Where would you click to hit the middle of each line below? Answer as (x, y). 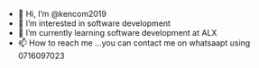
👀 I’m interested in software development (94, 23)
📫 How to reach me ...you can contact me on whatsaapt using (134, 43)
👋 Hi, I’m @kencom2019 (62, 14)
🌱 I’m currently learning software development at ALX (117, 33)
